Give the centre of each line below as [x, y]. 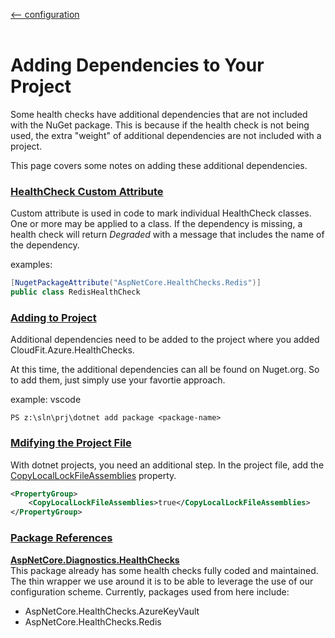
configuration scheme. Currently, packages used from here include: [150, 591]
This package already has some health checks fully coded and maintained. [164, 570]
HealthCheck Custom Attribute [87, 191]
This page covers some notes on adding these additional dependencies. [159, 165]
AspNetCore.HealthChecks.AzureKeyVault [112, 611]
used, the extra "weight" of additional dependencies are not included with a [166, 135]
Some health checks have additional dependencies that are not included [159, 114]
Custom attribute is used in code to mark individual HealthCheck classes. [161, 213]
